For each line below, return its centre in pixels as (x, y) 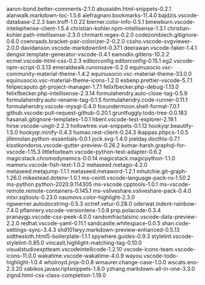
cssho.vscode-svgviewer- (159, 41)
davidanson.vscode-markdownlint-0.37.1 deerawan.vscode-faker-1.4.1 (109, 48)
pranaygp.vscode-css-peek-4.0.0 (49, 217)
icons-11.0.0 (21, 256)
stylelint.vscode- (173, 236)
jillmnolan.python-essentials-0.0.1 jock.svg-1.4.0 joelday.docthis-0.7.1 (93, 139)
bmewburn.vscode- (170, 22)
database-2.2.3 (26, 22)
